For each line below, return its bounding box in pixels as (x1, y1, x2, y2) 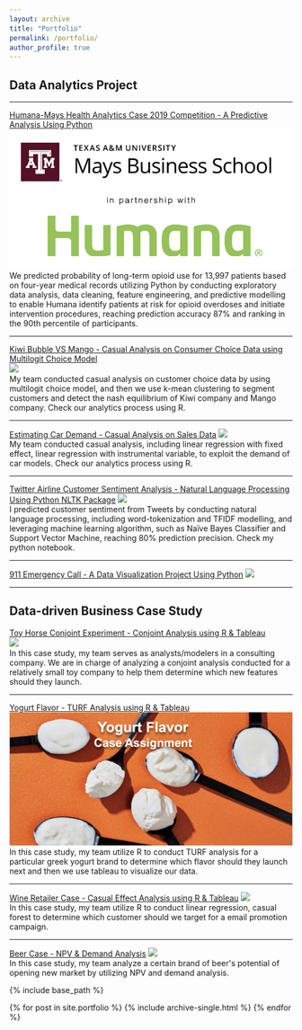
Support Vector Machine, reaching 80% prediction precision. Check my (9, 532, 274, 543)
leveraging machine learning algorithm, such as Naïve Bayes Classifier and (9, 522, 286, 534)
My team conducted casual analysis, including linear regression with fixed (9, 439, 283, 449)
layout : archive (9, 14, 70, 23)
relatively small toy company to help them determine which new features (9, 666, 279, 678)
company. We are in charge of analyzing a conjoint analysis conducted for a (9, 657, 290, 668)
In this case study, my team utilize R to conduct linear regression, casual (9, 902, 277, 913)
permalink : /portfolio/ (9, 33, 99, 42)
